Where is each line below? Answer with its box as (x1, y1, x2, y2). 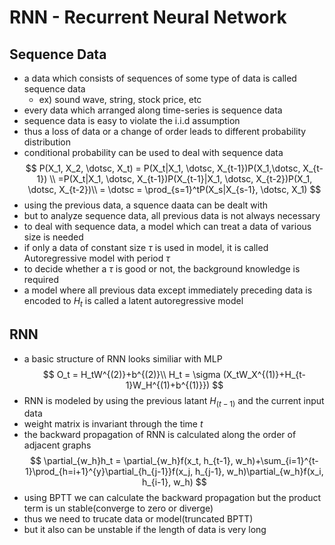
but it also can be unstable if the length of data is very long (23, 524, 267, 536)
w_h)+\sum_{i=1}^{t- (235, 455, 319, 467)
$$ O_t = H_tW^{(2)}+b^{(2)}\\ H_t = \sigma (42, 368, 221, 380)
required (23, 274, 60, 285)
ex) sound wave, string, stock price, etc (38, 94, 202, 105)
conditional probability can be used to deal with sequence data (23, 147, 284, 158)
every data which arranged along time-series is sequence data (23, 104, 283, 116)
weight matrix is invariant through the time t (23, 418, 204, 430)
